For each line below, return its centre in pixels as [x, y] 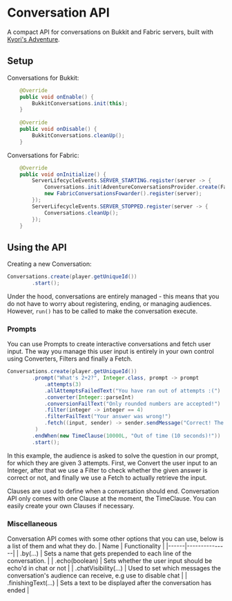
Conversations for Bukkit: [43, 78]
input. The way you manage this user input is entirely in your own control [110, 352]
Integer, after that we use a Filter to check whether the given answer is [108, 470]
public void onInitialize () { [63, 174]
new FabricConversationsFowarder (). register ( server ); [123, 194]
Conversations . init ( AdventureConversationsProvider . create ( [132, 187]
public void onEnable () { [57, 97]
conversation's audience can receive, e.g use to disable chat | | [97, 575]
